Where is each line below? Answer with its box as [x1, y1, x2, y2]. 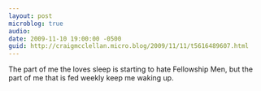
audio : [8, 27, 31, 35]
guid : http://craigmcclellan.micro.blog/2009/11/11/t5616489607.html [8, 42, 250, 50]
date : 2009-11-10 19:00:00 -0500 [8, 34, 122, 43]
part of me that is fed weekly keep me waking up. [8, 73, 174, 83]
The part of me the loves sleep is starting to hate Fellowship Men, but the [8, 64, 254, 74]
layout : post [8, 11, 53, 20]
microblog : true [8, 19, 63, 28]
